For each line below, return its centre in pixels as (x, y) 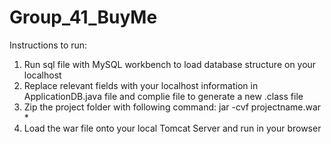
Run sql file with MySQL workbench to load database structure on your (170, 64)
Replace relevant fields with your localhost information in (141, 85)
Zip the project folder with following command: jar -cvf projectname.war (172, 107)
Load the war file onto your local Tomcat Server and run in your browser (172, 128)
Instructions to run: (48, 45)
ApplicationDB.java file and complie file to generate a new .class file (163, 96)
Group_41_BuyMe (83, 17)
